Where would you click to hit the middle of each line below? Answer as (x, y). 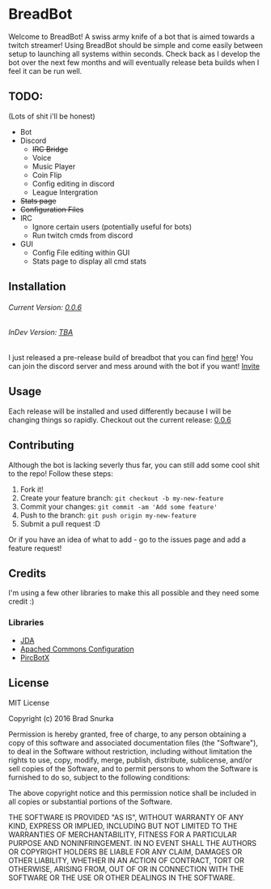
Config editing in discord (73, 183)
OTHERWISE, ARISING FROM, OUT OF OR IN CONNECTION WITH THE (126, 869)
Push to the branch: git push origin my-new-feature (108, 515)
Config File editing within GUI (81, 252)
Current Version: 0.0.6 (45, 307)
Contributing (41, 446)
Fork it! (32, 489)
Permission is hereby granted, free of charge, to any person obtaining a (127, 734)
